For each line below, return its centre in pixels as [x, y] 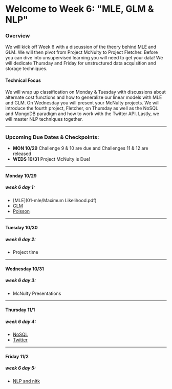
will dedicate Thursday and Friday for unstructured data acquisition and [81, 63]
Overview [18, 36]
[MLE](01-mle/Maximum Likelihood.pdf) [55, 200]
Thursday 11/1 [20, 310]
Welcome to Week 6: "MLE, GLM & [80, 9]
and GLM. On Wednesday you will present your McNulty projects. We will [82, 102]
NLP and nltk [26, 381]
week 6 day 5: [20, 368]
